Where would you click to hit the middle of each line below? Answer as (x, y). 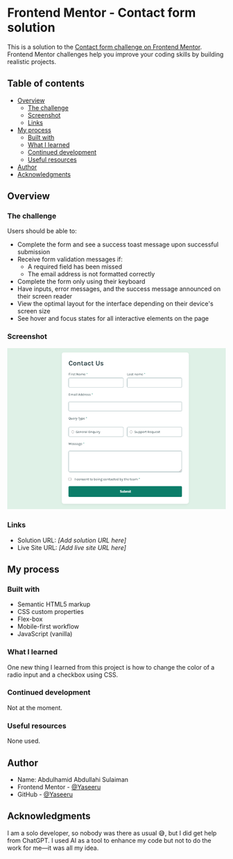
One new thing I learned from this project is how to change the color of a (111, 667)
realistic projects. (32, 61)
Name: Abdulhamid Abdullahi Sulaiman (73, 779)
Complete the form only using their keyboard (81, 282)
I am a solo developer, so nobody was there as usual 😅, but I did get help (112, 833)
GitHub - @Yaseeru (45, 794)
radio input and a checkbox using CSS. (63, 675)
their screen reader (45, 297)
